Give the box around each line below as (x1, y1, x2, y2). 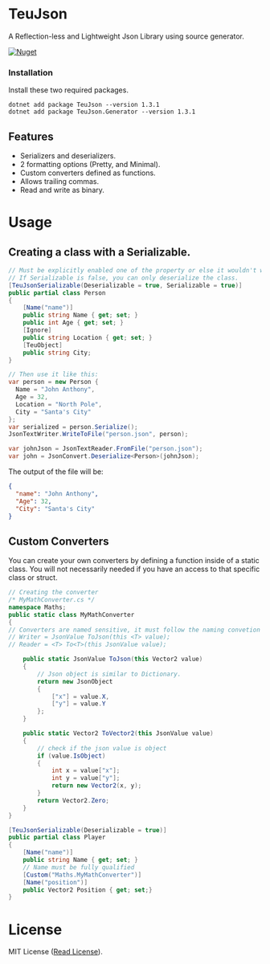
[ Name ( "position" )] (22, 878, 88, 886)
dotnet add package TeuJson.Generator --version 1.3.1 (8, 108, 196, 116)
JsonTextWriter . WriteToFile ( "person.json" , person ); (8, 431, 189, 439)
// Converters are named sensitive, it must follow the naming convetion (8, 626, 261, 634)
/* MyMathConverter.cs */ (8, 596, 95, 604)
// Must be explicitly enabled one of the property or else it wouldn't (8, 267, 257, 275)
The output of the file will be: (8, 467, 104, 476)
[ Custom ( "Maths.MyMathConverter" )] (22, 871, 142, 879)
